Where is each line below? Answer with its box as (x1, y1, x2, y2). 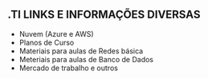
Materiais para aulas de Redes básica (18, 45, 144, 56)
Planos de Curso (18, 38, 75, 47)
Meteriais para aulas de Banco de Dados (18, 54, 154, 64)
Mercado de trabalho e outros (18, 63, 118, 73)
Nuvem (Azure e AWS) (18, 29, 94, 38)
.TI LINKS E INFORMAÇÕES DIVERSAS (7, 8, 201, 22)
